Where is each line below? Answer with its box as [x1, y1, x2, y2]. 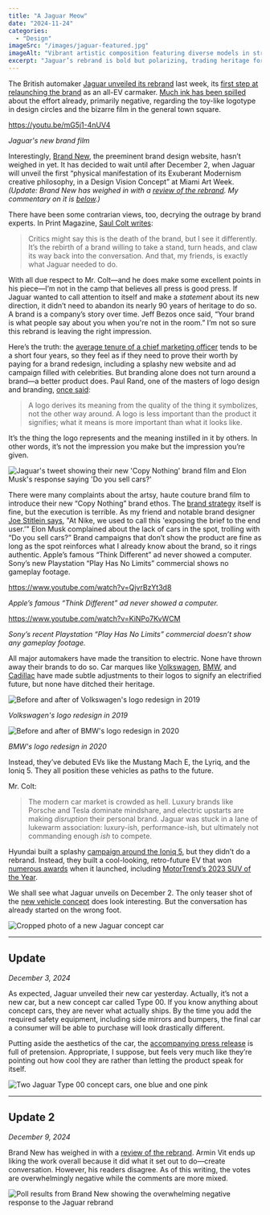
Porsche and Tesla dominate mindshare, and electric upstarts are [27, 805, 244, 815]
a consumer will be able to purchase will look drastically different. [8, 1023, 225, 1032]
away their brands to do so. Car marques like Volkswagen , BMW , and [8, 662, 237, 672]
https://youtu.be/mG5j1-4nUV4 [8, 120, 111, 130]
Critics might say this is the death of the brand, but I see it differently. [27, 233, 257, 243]
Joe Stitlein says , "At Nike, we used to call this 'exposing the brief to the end [8, 515, 261, 525]
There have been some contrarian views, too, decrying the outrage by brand [8, 209, 261, 219]
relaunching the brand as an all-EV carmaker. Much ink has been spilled [8, 87, 247, 97]
